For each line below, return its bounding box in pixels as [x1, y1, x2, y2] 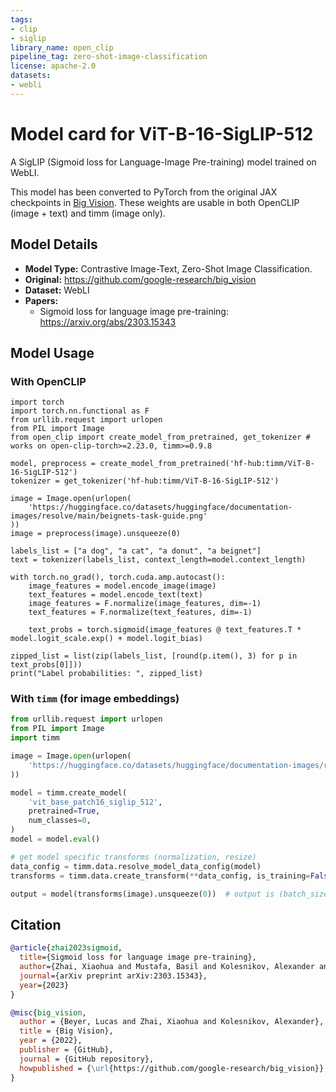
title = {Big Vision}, [19, 1026, 114, 1036]
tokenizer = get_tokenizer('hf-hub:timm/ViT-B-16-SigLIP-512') [10, 476, 280, 486]
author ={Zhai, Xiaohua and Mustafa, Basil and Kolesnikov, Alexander [19, 962, 315, 972]
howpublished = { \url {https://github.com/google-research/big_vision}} [19, 1063, 325, 1073]
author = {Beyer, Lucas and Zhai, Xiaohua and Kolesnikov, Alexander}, [19, 1017, 325, 1027]
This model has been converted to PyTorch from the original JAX [10, 186, 278, 198]
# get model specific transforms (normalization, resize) [10, 852, 257, 862]
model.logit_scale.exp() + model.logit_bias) [10, 634, 203, 644]
